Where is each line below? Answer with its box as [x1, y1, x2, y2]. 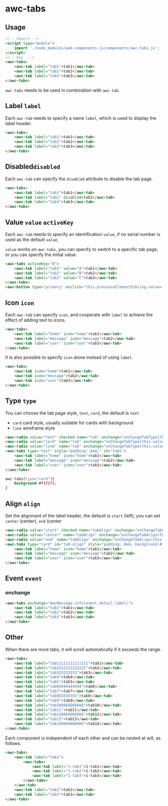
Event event [5, 574, 42, 583]
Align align [5, 499, 41, 508]
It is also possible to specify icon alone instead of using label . [5, 354, 133, 361]
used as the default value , [5, 236, 59, 242]
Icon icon [5, 299, 34, 307]
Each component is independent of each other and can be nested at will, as [5, 735, 161, 741]
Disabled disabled [5, 162, 60, 171]
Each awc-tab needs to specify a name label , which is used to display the [5, 115, 156, 121]
